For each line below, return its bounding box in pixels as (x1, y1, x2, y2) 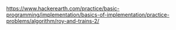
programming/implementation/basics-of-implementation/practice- (6, 11, 169, 18)
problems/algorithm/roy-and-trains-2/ (6, 18, 100, 24)
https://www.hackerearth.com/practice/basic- (6, 5, 120, 12)
